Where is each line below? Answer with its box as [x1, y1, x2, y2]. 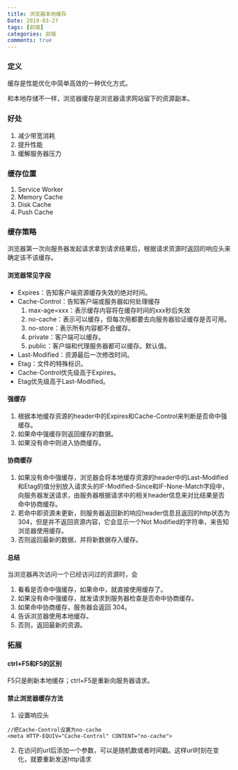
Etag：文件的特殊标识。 [17, 359, 87, 368]
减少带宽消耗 [17, 131, 55, 139]
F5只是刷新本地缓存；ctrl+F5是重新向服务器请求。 [7, 676, 154, 685]
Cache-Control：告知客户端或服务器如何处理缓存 [17, 296, 161, 306]
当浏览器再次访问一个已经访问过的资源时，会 [7, 570, 138, 579]
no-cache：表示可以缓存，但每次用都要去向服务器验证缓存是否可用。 [28, 314, 231, 323]
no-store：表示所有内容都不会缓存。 [28, 323, 135, 332]
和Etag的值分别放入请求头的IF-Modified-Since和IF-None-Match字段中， [17, 481, 229, 491]
